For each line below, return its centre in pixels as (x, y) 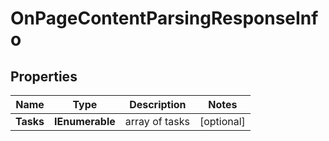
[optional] (222, 121)
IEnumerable (85, 121)
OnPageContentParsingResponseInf (164, 18)
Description (158, 104)
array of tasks (157, 121)
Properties (44, 76)
